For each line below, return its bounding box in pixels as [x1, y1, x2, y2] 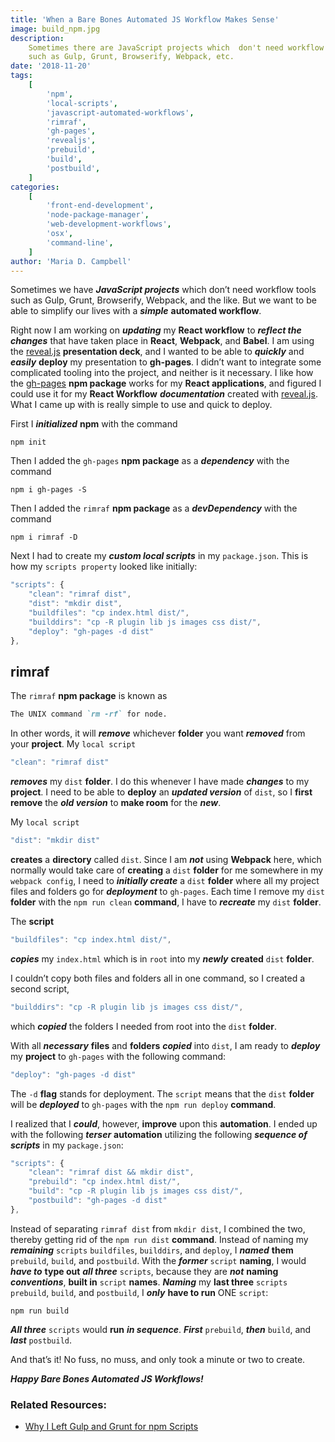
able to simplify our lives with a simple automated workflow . [10, 305, 262, 317]
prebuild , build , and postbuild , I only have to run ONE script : [10, 1286, 269, 1298]
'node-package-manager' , [46, 210, 150, 220]
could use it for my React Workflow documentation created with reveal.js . [10, 388, 318, 400]
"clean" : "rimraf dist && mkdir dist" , [28, 1167, 195, 1178]
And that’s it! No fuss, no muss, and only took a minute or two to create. [10, 1353, 306, 1365]
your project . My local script [10, 738, 137, 750]
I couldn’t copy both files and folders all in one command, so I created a [10, 972, 306, 984]
